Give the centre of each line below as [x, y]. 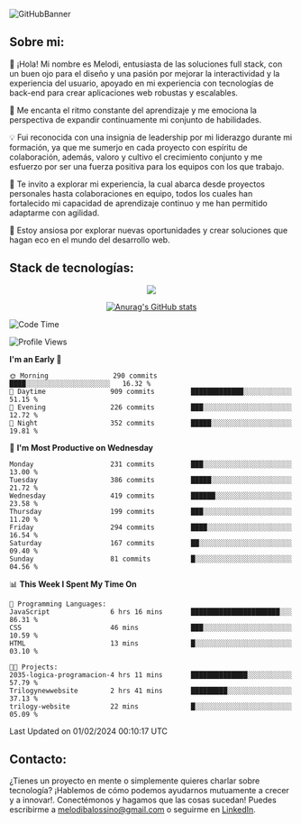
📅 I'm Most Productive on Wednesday [81, 447]
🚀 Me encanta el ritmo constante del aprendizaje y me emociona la [133, 110]
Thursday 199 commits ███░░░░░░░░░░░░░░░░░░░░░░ [151, 511]
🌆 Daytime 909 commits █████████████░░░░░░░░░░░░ [151, 391]
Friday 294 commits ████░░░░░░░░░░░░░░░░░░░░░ [151, 527]
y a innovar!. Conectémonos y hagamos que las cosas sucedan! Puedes [143, 800]
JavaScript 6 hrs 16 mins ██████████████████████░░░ [151, 612]
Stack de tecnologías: [72, 268]
